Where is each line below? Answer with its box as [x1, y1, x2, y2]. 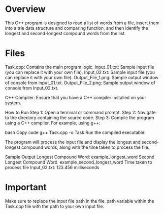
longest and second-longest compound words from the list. [5, 30, 126, 36]
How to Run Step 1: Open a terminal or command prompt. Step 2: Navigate [5, 109, 156, 115]
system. [5, 100, 21, 106]
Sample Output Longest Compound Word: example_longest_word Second [5, 154, 155, 160]
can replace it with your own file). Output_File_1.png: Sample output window [5, 74, 159, 80]
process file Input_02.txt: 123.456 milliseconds [5, 164, 99, 170]
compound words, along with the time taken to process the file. [21, 144, 150, 150]
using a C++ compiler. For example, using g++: [5, 120, 100, 126]
